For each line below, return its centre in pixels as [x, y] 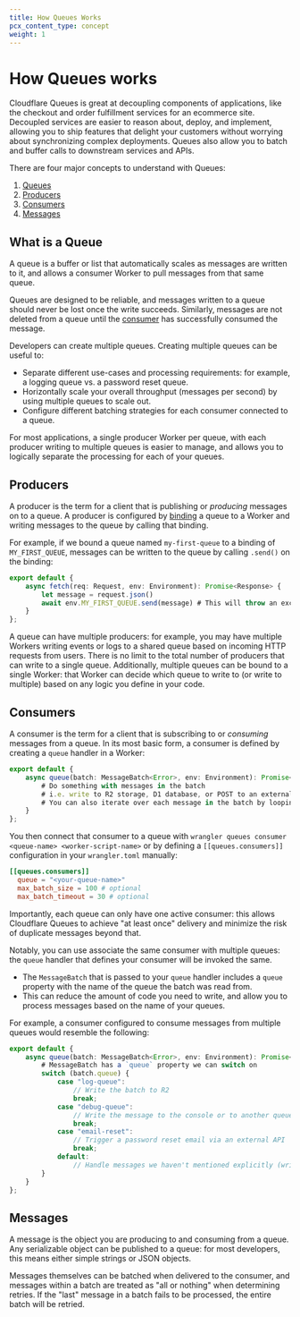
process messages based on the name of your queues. [124, 1005]
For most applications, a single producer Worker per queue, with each [137, 438]
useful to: [27, 355]
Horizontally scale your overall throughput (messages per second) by [150, 392]
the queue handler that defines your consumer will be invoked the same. [141, 959]
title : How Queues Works [55, 17]
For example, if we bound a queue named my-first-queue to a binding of [142, 542]
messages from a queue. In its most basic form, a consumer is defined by [144, 743]
